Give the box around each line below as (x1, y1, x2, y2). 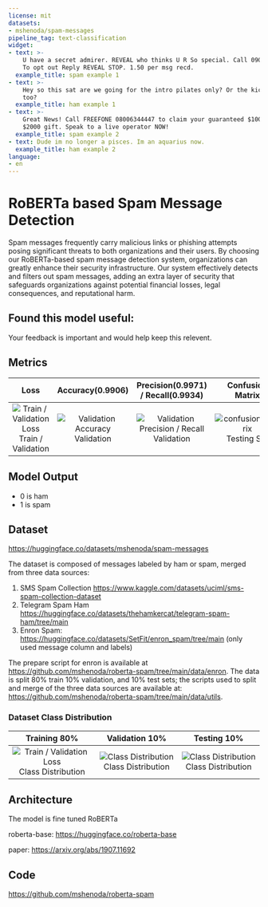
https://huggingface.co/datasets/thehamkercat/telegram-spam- (19, 609, 230, 618)
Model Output (8, 470, 78, 483)
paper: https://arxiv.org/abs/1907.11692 (8, 845, 136, 854)
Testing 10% (194, 732, 244, 743)
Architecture (8, 793, 73, 806)
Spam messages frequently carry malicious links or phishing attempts (8, 238, 238, 247)
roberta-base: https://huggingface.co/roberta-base (8, 830, 177, 839)
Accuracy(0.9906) (57, 384, 129, 396)
